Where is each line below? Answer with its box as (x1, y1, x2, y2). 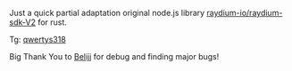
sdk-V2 (9, 17, 36, 28)
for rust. (37, 17, 67, 28)
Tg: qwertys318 (9, 35, 67, 44)
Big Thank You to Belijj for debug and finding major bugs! (9, 51, 220, 61)
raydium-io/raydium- (206, 8, 283, 18)
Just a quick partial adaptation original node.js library (9, 8, 205, 18)
